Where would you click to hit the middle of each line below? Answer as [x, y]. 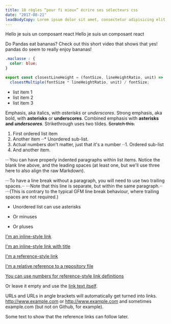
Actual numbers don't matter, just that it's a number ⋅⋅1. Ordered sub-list [88, 144]
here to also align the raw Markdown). [45, 170]
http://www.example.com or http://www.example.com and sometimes [78, 301]
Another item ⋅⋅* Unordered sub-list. [51, 139]
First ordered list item [35, 133]
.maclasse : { [20, 59]
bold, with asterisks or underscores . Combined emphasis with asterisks [82, 118]
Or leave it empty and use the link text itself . [52, 286]
